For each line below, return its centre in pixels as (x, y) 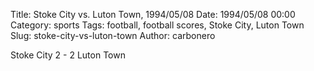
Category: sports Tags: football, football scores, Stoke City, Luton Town (157, 25)
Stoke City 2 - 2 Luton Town (68, 55)
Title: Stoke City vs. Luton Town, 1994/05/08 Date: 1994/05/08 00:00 (153, 14)
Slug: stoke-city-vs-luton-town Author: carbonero (113, 35)
